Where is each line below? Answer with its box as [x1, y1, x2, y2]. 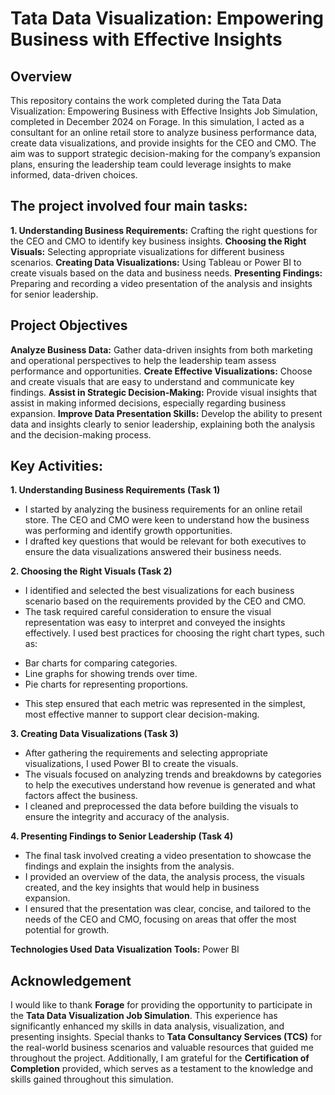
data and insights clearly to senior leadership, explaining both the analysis [10, 418, 316, 430]
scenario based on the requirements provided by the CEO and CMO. [24, 595, 307, 607]
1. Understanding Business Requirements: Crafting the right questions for [10, 224, 318, 236]
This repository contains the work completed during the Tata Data [10, 95, 282, 106]
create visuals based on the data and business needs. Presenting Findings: [10, 267, 323, 279]
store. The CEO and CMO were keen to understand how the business [24, 514, 310, 526]
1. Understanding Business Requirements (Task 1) [10, 484, 221, 496]
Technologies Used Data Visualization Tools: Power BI [10, 943, 240, 956]
